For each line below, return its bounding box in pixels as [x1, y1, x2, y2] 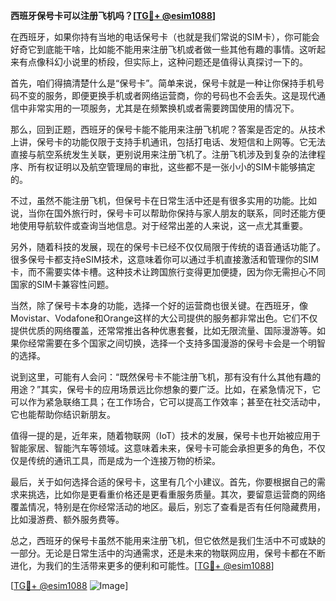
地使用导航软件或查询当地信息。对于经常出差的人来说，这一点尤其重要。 [10, 220, 308, 231]
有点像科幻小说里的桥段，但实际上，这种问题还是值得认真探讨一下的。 [18, 56, 308, 68]
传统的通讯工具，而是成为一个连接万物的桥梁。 [27, 455, 221, 466]
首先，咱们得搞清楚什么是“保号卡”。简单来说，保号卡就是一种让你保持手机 [10, 77, 317, 89]
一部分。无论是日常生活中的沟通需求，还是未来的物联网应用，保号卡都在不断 [10, 547, 326, 559]
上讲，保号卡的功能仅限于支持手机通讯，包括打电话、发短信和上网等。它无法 [10, 136, 326, 148]
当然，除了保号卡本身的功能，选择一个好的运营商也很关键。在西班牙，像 [10, 300, 308, 311]
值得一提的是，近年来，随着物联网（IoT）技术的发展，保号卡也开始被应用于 [10, 430, 322, 441]
